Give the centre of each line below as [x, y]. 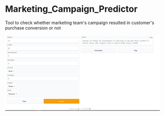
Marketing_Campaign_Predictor [71, 9]
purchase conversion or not [33, 28]
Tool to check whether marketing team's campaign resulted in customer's [80, 23]
